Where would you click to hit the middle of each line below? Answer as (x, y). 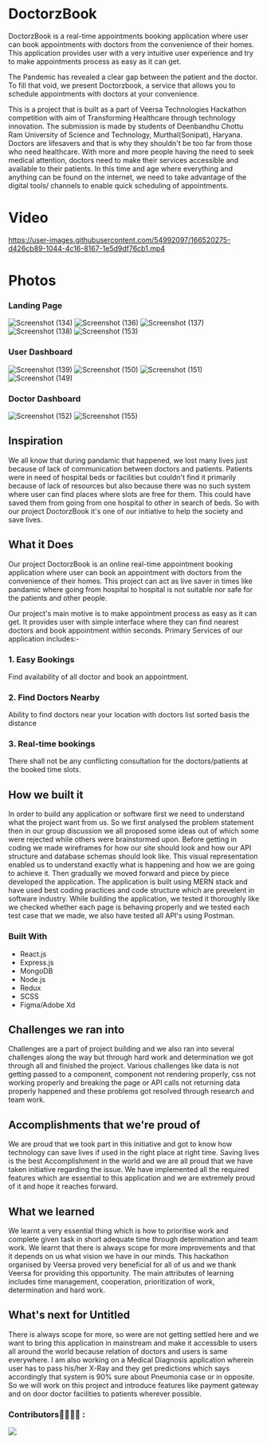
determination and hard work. (57, 1290)
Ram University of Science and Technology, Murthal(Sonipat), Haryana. (126, 134)
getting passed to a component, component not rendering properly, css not (132, 1075)
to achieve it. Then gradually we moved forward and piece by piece (119, 874)
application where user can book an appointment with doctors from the (125, 572)
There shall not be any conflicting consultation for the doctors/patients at (128, 761)
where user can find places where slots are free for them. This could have (130, 494)
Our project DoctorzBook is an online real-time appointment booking (121, 564)
